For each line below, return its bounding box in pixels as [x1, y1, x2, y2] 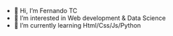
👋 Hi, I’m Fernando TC [13, 7, 78, 15]
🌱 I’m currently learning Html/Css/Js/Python [13, 21, 141, 29]
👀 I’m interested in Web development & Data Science [13, 14, 166, 22]
